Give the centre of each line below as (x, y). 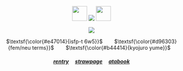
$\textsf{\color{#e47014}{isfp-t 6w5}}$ (54, 41)
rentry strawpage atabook (91, 61)
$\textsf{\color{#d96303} (146, 41)
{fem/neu (20, 48)
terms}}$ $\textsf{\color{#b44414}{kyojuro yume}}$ (102, 48)
